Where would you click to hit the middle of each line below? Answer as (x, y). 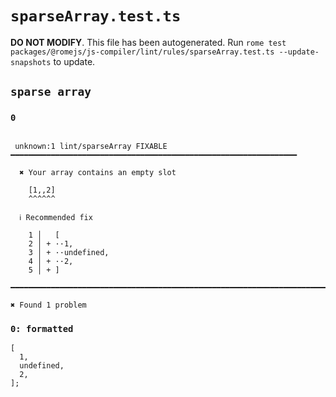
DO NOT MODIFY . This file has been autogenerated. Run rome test (148, 42)
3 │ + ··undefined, (69, 252)
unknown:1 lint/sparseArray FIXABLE (91, 146)
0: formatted (42, 328)
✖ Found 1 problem (48, 305)
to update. (74, 61)
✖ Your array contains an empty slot (98, 172)
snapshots (31, 62)
